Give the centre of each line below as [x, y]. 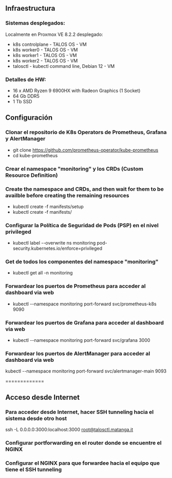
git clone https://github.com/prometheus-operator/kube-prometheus [85, 150]
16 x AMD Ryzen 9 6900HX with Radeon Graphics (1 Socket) [77, 90]
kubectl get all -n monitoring [43, 273]
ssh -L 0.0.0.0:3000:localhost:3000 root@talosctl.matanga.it [69, 430]
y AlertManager [25, 139]
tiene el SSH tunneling [34, 469]
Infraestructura [30, 8]
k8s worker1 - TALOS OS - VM [45, 55]
